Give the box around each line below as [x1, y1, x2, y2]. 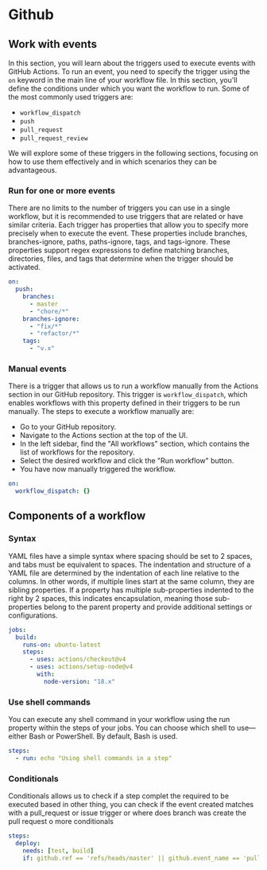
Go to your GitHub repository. [19, 422, 117, 431]
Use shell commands [8, 696, 91, 708]
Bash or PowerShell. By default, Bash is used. [29, 732, 178, 741]
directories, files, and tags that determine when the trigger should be [8, 254, 234, 263]
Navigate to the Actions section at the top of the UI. [19, 431, 188, 440]
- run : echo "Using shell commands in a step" [15, 754, 172, 762]
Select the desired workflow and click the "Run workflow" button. [19, 456, 234, 466]
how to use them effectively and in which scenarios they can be [8, 157, 217, 166]
